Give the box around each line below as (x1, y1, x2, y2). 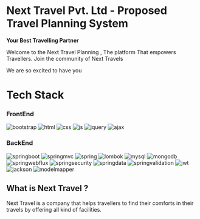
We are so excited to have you (6, 66, 82, 74)
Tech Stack (6, 88, 64, 102)
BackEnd (6, 139, 33, 147)
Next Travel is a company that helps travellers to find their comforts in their (6, 199, 194, 207)
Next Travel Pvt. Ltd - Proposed (6, 4, 167, 18)
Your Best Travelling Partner (6, 36, 79, 44)
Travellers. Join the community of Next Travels (6, 55, 123, 62)
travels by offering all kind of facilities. (6, 206, 102, 213)
